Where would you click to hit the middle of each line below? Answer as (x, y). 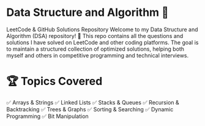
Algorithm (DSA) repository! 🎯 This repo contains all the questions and (95, 35)
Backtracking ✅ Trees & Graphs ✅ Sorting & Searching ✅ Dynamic (90, 109)
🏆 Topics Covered (54, 81)
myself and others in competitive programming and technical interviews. (98, 55)
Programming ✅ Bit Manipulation (47, 116)
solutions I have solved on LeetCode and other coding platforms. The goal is (102, 42)
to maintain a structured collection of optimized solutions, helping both (95, 49)
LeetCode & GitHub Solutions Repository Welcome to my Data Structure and (102, 29)
